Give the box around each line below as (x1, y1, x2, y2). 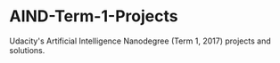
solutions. (9, 44, 45, 55)
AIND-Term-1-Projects (9, 6, 178, 27)
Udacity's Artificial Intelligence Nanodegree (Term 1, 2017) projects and (9, 35, 272, 46)
